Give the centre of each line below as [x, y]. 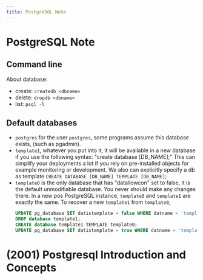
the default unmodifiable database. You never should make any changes [105, 189]
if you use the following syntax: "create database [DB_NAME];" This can [105, 157]
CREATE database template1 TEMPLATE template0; [76, 225]
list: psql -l [30, 103]
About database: [27, 79]
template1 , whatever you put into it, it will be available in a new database [105, 150]
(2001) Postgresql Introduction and [96, 255]
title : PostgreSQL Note [36, 12]
